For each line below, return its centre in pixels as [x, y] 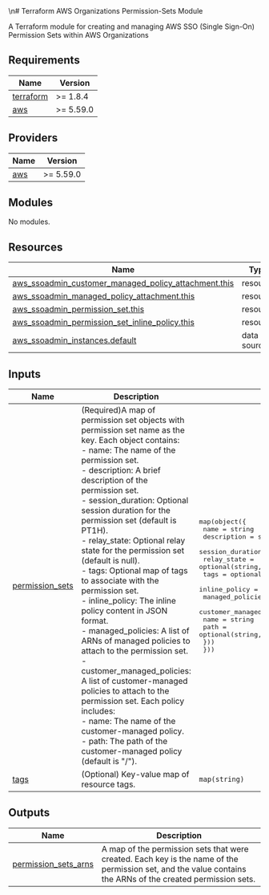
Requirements [44, 61]
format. [95, 621]
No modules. [29, 222]
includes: [98, 711]
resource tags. [108, 784]
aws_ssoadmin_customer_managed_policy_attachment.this [123, 283]
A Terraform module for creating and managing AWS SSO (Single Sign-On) [131, 26]
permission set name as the [133, 430]
